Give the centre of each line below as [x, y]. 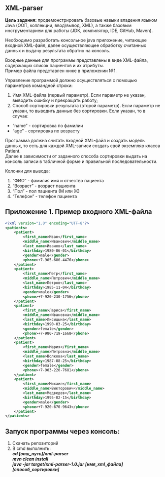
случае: [20, 116]
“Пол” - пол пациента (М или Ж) [46, 191]
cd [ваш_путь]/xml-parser [40, 454]
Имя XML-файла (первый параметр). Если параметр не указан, [79, 95]
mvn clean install [30, 459]
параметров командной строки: [39, 85]
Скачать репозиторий [35, 443]
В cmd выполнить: [31, 448]
